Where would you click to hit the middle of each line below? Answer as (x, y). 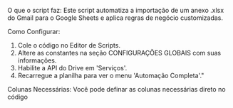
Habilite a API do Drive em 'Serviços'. (72, 68)
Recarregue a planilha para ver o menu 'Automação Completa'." (111, 75)
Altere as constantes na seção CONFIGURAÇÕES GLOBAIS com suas (119, 53)
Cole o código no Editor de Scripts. (69, 45)
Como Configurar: (34, 32)
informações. (37, 60)
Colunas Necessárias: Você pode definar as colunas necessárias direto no (116, 89)
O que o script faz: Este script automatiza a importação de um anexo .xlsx (116, 10)
